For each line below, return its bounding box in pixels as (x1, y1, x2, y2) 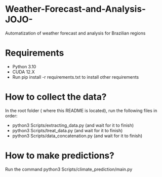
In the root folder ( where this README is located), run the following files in (5, 107, 157, 114)
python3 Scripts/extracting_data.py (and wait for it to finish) (12, 122, 134, 128)
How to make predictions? (5, 150, 115, 161)
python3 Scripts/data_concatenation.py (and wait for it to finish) (12, 133, 143, 139)
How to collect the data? (5, 91, 107, 103)
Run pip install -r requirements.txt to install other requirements (12, 74, 139, 80)
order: (5, 113, 18, 118)
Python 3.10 (12, 63, 36, 69)
